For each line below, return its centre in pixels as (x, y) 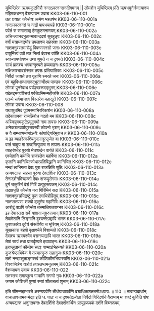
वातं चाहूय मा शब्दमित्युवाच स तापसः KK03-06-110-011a (53, 145)
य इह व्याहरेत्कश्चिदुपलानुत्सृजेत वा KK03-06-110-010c (52, 139)
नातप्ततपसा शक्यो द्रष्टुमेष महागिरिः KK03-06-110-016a (52, 202)
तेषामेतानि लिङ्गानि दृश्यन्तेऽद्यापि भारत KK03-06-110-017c (56, 219)
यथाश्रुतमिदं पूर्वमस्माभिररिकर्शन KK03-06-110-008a (50, 110)
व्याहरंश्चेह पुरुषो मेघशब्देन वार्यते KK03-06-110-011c (50, 150)
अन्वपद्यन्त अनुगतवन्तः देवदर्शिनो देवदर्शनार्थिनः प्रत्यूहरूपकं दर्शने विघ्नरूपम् (62, 303)
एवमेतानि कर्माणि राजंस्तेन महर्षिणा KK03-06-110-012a (52, 156)
